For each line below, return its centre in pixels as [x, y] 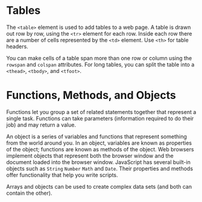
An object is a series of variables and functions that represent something [96, 136]
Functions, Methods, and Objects [91, 96]
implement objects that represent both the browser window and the [90, 156]
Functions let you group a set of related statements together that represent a [101, 112]
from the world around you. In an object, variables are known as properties [99, 143]
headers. [17, 46]
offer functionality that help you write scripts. [62, 175]
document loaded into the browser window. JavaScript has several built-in [99, 162]
